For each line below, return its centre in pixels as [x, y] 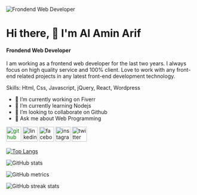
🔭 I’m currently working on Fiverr [55, 99]
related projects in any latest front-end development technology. [96, 76]
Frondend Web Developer [39, 50]
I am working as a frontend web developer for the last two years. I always [96, 63]
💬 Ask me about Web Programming [58, 118]
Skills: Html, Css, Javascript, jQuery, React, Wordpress [73, 88]
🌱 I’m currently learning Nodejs [53, 106]
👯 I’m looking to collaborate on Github [61, 112]
